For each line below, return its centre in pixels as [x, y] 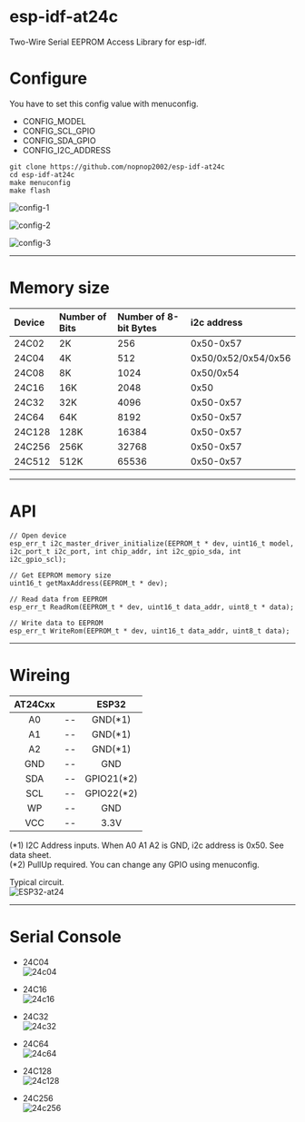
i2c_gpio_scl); [38, 559]
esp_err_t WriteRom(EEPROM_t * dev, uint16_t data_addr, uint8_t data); [150, 631]
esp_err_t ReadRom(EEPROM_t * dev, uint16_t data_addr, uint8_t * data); [152, 607]
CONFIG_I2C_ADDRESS [67, 150]
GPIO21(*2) [111, 778]
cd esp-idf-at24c [42, 174]
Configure [49, 79]
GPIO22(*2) [111, 793]
